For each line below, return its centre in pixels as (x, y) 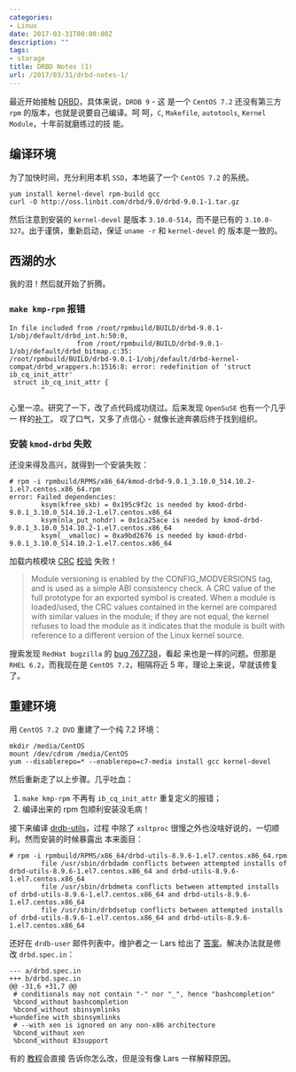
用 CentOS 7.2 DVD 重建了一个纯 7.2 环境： (86, 729)
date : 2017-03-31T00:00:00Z (61, 34)
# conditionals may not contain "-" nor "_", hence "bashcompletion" (144, 994)
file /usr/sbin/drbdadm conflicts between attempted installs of (164, 863)
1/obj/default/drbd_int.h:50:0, (69, 336)
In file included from (51, 328)
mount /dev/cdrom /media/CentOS (69, 754)
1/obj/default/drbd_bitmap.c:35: (71, 351)
